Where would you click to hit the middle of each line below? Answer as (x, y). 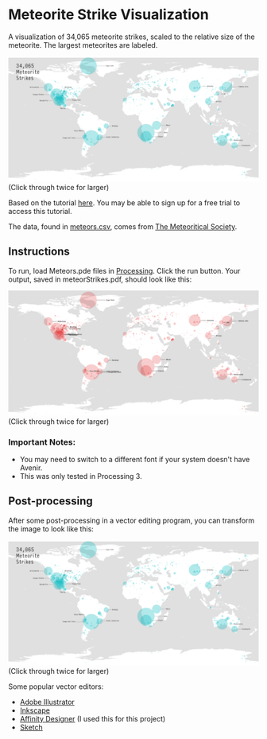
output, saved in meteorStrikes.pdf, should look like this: (100, 279)
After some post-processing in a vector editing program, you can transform (132, 520)
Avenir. (31, 468)
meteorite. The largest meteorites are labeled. (83, 45)
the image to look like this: (51, 529)
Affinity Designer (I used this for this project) (93, 718)
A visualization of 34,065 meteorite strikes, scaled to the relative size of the (132, 37)
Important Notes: (42, 441)
